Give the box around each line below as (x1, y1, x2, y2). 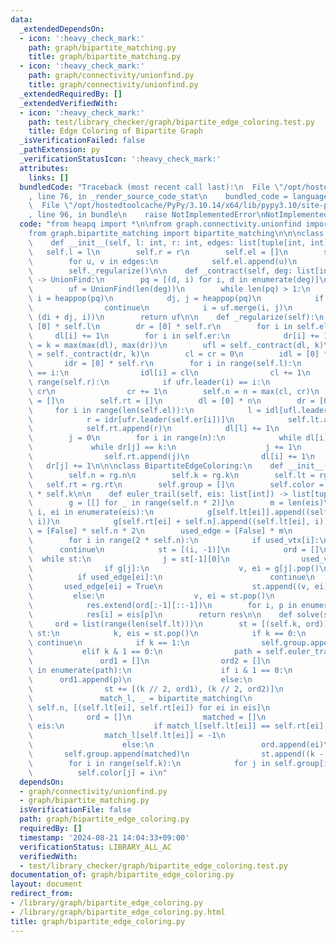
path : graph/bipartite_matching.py (28, 42, 177, 53)
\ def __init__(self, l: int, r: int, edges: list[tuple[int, (28, 237, 307, 248)
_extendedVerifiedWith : (19, 98, 118, 108)
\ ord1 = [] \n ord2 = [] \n (28, 656, 271, 666)
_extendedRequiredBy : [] (19, 89, 123, 99)
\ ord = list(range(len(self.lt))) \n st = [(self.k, (28, 619, 302, 629)
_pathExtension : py (19, 145, 101, 155)
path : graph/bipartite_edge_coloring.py (19, 814, 190, 825)
